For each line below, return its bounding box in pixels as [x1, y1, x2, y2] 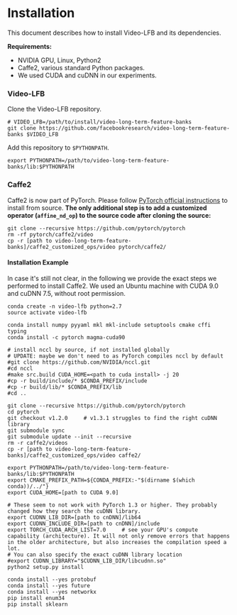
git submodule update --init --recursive [7, 433, 132, 441]
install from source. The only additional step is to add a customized [7, 204, 207, 212]
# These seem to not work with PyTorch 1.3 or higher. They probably [7, 502, 218, 509]
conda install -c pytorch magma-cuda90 [7, 333, 126, 341]
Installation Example [7, 258, 69, 267]
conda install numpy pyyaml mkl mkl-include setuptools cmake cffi [7, 321, 211, 328]
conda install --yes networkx [7, 588, 97, 595]
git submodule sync [7, 427, 65, 434]
